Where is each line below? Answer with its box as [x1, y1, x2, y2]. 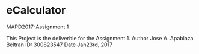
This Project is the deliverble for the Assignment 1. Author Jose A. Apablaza [6, 34, 194, 42]
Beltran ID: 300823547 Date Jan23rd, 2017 [6, 41, 113, 48]
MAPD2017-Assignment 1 [6, 23, 69, 30]
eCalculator [6, 4, 66, 17]
